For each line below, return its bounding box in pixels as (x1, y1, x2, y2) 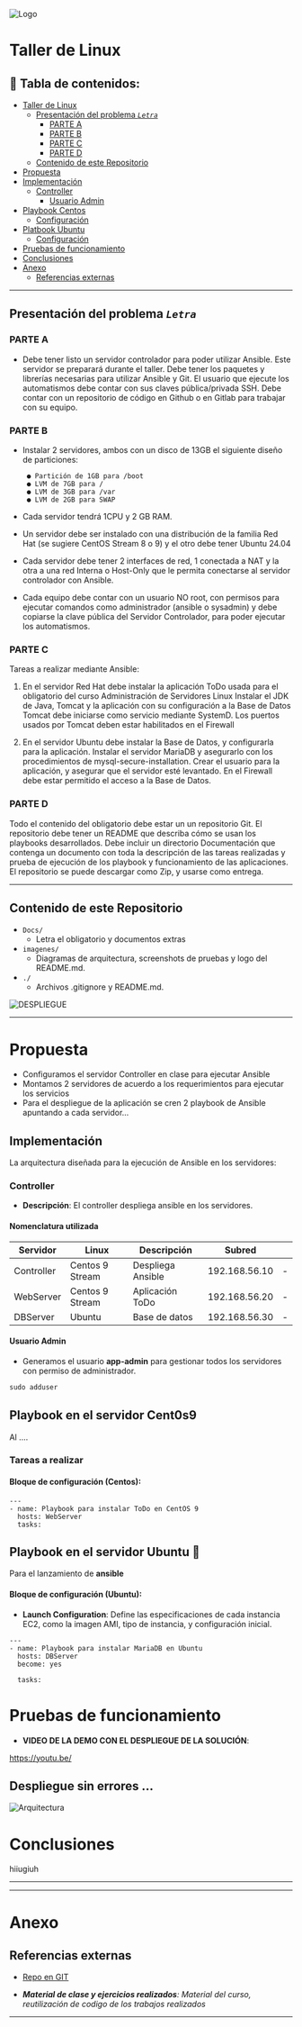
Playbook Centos (22, 205, 86, 215)
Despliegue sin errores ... (9, 1778, 155, 1794)
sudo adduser (9, 1382, 58, 1391)
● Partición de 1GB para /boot (26, 471, 144, 481)
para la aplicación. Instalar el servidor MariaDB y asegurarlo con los (22, 747, 273, 757)
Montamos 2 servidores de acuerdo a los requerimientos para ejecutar (22, 1079, 285, 1090)
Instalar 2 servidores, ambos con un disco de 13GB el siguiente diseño (22, 444, 283, 455)
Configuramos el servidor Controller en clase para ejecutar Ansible (22, 1069, 271, 1080)
